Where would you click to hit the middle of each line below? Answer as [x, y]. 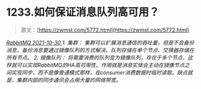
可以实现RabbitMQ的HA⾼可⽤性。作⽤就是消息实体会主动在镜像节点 [101, 65]
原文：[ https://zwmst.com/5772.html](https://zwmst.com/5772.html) [105, 30]
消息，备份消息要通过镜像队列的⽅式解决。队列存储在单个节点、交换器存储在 [100, 50]
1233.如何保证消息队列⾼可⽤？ [83, 12]
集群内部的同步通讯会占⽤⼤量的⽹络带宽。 [69, 80]
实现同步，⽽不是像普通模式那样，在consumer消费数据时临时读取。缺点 [99, 72]
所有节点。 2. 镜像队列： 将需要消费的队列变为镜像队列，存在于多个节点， [97, 57]
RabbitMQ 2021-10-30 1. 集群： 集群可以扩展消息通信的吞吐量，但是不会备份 [100, 42]
